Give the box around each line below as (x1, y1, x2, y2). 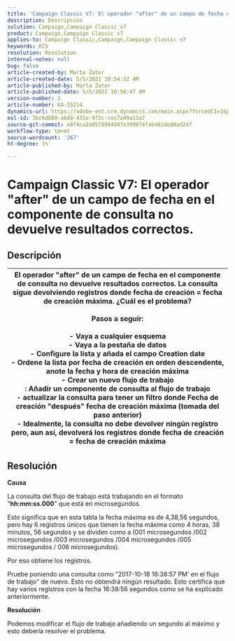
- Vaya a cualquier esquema (69, 331, 166, 341)
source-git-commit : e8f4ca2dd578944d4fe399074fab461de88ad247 (7, 120, 192, 128)
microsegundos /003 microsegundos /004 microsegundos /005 (7, 535, 192, 544)
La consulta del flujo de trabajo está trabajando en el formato (7, 492, 183, 500)
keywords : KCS (7, 43, 49, 50)
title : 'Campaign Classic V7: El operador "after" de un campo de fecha (7, 10, 224, 18)
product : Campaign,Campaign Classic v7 (7, 29, 124, 37)
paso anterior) (93, 411, 142, 420)
